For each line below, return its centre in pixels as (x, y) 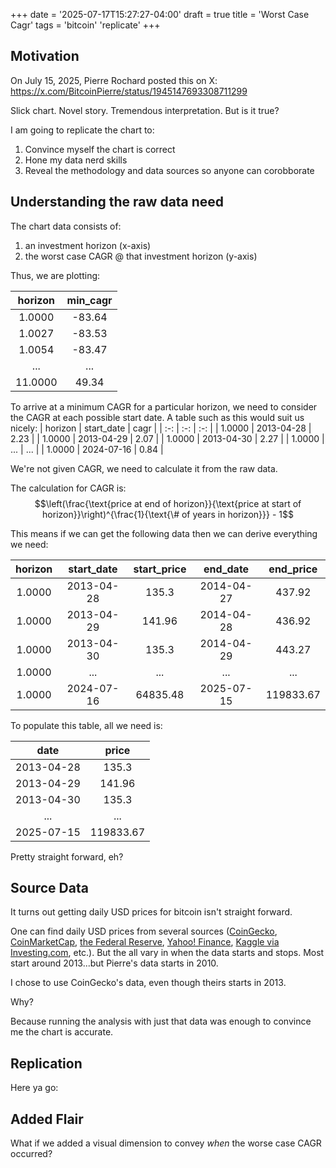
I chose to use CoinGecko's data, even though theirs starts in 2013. (148, 983)
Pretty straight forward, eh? (67, 856)
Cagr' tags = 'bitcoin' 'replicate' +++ (85, 25)
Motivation (45, 56)
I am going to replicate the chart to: (82, 130)
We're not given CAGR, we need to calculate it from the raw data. (144, 468)
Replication (46, 1063)
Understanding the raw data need (117, 202)
